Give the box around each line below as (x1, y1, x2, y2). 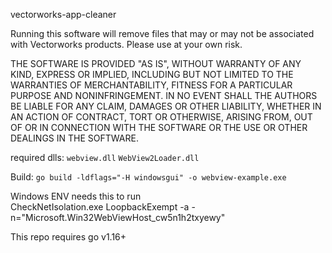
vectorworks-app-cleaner (10, 9, 117, 20)
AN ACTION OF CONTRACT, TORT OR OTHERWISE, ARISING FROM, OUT (10, 111, 313, 123)
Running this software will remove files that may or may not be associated (10, 28, 315, 39)
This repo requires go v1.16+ (10, 231, 127, 243)
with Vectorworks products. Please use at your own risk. (10, 39, 243, 50)
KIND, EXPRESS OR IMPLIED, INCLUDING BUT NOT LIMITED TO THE (10, 69, 294, 80)
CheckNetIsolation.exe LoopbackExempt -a (10, 201, 190, 213)
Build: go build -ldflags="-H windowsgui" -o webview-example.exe (10, 171, 287, 183)
